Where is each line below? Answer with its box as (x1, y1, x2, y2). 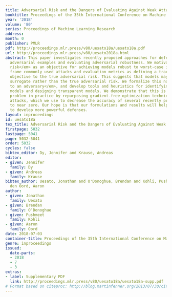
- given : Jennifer (5, 160, 45, 165)
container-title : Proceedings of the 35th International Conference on (5, 236, 161, 241)
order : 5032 (5, 141, 31, 146)
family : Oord (10, 226, 38, 232)
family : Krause (10, 174, 42, 179)
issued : (5, 245, 22, 251)
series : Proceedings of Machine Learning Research (5, 27, 116, 32)
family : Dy (10, 164, 33, 169)
